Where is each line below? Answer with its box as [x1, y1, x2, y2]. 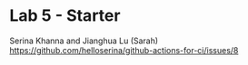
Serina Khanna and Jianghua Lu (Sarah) [9, 35, 159, 46]
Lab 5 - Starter [9, 5, 121, 26]
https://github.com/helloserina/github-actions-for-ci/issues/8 [9, 44, 239, 55]
